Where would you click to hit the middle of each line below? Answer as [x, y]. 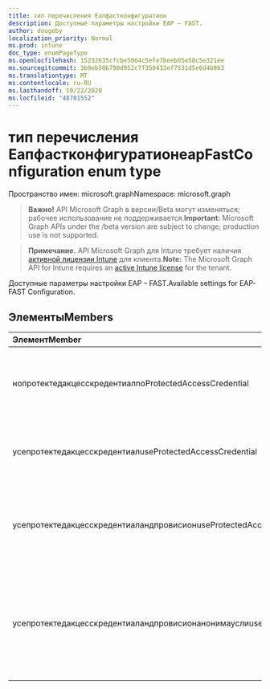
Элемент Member [47, 340]
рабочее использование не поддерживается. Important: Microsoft [141, 218]
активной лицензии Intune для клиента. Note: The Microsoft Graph [140, 259]
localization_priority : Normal [61, 38]
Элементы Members [61, 317]
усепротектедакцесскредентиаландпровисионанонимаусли [131, 623]
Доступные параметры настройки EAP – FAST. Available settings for [123, 283]
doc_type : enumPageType [48, 53]
